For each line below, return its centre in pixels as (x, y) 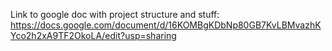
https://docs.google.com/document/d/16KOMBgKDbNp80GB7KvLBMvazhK (166, 25)
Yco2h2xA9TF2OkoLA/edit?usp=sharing (93, 35)
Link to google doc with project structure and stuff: (115, 14)
